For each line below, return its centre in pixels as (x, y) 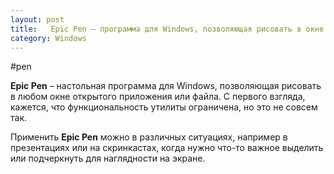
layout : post (37, 19)
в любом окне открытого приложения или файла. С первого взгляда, (158, 97)
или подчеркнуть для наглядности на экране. (108, 158)
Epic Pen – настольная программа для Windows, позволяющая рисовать (166, 86)
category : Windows (48, 38)
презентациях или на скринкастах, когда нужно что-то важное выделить (167, 148)
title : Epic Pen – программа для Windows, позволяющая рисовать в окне (167, 29)
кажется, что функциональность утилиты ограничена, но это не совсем (164, 107)
